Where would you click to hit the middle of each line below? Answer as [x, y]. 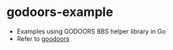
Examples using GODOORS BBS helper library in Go [91, 31]
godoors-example [60, 12]
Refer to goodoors [43, 38]
